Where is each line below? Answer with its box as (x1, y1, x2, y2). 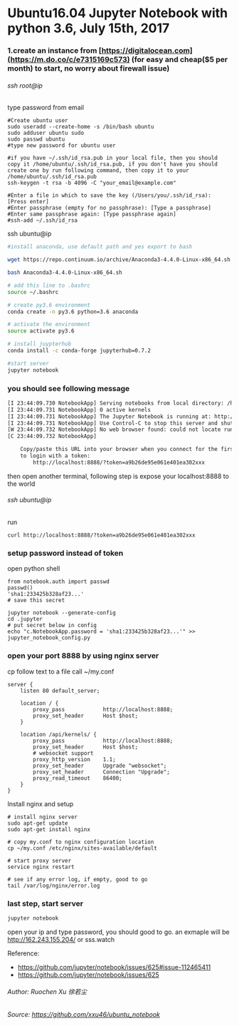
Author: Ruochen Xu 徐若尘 (7, 987, 87, 996)
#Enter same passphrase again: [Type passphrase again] (7, 210, 176, 218)
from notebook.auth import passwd (7, 578, 110, 586)
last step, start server (7, 898, 84, 908)
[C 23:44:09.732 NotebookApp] (7, 433, 97, 440)
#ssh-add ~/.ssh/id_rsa (7, 217, 78, 224)
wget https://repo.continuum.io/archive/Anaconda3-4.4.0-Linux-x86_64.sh (7, 256, 231, 263)
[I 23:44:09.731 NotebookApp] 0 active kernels (7, 406, 152, 413)
